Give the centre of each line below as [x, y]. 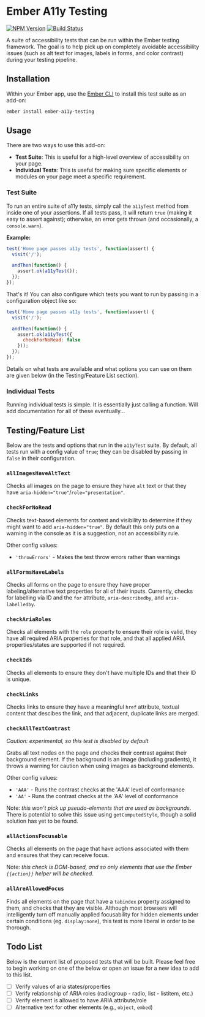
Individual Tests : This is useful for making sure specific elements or [101, 170]
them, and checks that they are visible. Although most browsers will [92, 908]
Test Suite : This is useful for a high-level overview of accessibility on [102, 157]
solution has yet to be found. [42, 821]
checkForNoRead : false [51, 340]
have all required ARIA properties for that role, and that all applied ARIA [96, 638]
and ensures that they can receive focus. [58, 855]
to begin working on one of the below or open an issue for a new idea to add [103, 968]
